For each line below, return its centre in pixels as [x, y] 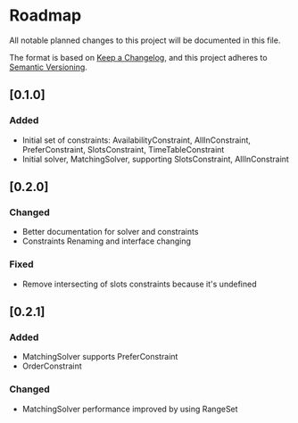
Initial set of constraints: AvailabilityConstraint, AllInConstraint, [137, 140]
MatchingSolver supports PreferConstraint [100, 357]
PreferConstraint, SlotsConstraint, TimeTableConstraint [123, 149]
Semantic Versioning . [48, 67]
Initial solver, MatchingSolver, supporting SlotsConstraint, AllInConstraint [156, 159]
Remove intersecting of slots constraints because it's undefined [139, 284]
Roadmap [46, 16]
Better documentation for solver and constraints [110, 232]
